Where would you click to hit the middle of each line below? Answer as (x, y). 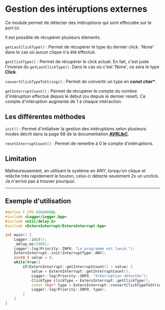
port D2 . (13, 27)
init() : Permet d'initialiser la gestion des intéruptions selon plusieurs (76, 129)
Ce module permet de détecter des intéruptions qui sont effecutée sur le (78, 23)
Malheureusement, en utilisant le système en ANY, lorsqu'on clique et (75, 171)
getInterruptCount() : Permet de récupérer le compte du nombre (71, 91)
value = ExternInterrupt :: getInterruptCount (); (81, 271)
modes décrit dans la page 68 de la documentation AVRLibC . (67, 134)
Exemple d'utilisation (38, 201)
